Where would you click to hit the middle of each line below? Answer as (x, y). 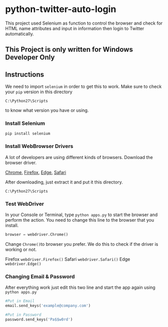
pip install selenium (28, 134)
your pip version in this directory (39, 92)
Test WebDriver (25, 204)
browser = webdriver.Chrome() (37, 235)
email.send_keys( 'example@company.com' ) (48, 306)
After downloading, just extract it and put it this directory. (64, 182)
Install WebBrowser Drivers (39, 146)
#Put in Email (20, 301)
